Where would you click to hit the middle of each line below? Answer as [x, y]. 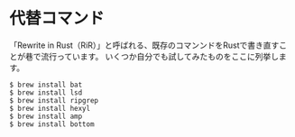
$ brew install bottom [52, 124]
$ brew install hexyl [50, 108]
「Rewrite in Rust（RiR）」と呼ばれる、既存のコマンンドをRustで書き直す [144, 45]
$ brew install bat [46, 85]
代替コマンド [57, 18]
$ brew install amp [46, 116]
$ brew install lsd [46, 92]
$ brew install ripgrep [54, 100]
